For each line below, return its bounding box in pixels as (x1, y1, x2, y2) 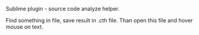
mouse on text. (5, 24, 43, 30)
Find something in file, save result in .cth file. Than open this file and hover (5, 17, 194, 24)
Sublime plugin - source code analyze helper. (5, 5, 120, 12)
